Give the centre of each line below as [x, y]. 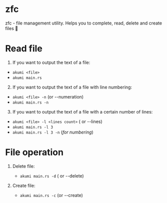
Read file [24, 49]
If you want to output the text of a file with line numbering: [72, 87]
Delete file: [23, 166]
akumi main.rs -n [30, 102]
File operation [34, 152]
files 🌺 [12, 28]
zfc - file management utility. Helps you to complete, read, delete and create [84, 23]
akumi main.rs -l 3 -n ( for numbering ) [53, 132]
